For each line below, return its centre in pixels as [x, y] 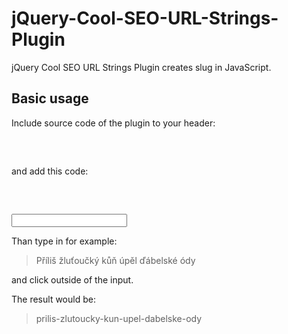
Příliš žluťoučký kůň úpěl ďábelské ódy [115, 260]
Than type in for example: [64, 241]
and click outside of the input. [72, 279]
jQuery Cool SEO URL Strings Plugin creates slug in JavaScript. [141, 67]
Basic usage [50, 98]
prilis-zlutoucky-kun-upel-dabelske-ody [119, 318]
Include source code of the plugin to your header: [113, 123]
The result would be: [53, 299]
